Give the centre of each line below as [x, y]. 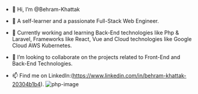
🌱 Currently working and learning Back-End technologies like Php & [95, 33]
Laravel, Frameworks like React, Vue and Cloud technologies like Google [102, 39]
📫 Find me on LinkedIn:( [42, 76]
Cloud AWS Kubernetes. [42, 45]
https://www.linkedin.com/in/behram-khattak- [130, 76]
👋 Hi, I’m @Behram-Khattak [46, 9]
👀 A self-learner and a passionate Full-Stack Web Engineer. [85, 21]
